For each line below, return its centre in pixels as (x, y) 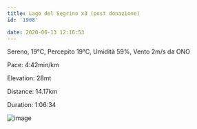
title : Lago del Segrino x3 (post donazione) (73, 13)
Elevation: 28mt (29, 78)
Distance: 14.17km (32, 92)
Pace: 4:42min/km (33, 65)
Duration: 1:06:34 (32, 105)
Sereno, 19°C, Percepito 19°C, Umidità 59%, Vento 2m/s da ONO (99, 51)
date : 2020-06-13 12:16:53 (46, 32)
